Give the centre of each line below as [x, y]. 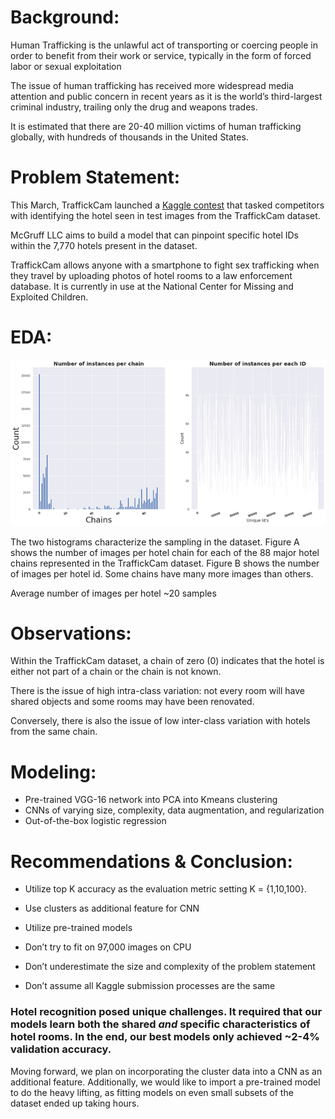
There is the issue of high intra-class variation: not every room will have [157, 691]
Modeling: [53, 772]
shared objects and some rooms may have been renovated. [132, 702]
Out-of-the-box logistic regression [95, 821]
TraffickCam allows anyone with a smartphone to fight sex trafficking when [165, 265]
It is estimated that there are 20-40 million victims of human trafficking [156, 126]
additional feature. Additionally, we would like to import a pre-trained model [165, 1082]
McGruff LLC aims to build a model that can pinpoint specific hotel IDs [154, 235]
